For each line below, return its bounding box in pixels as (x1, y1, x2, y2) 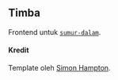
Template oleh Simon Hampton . (8, 63, 111, 73)
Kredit (8, 45, 29, 55)
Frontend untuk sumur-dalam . (8, 27, 101, 36)
